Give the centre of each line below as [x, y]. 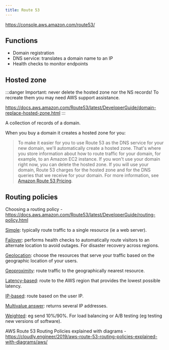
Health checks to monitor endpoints [50, 64]
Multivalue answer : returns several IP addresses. [56, 306]
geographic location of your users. [42, 261]
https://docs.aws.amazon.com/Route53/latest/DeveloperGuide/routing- [80, 215]
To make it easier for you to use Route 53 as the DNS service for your [91, 143]
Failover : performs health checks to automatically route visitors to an [77, 240]
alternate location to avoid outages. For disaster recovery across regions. [82, 246]
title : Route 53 [22, 10]
